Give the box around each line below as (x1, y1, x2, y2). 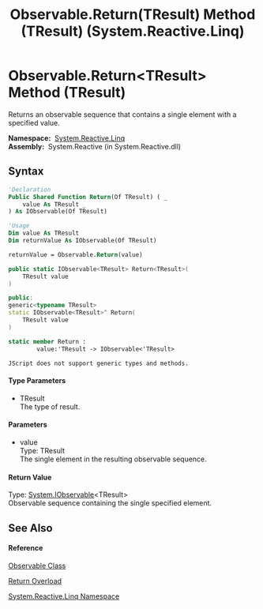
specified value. (8, 118, 61, 127)
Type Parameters (8, 376, 66, 385)
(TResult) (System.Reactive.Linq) (21, 22, 245, 40)
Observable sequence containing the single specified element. (8, 498, 212, 508)
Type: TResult (19, 445, 66, 455)
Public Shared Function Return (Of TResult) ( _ (8, 193, 168, 201)
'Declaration (8, 186, 51, 194)
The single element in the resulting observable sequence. (19, 454, 207, 464)
